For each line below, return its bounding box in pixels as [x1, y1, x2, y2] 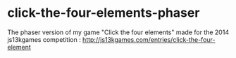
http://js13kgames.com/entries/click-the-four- [82, 35, 216, 43]
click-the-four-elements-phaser [7, 5, 200, 21]
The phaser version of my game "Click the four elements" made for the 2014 [7, 28, 230, 36]
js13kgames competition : [7, 35, 81, 43]
